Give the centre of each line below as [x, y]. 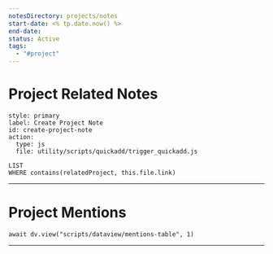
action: [22, 137]
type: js [30, 144]
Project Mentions [67, 213]
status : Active [34, 39]
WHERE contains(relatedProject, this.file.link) [92, 173]
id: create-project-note [50, 130]
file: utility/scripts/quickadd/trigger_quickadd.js [107, 151]
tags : [17, 46]
